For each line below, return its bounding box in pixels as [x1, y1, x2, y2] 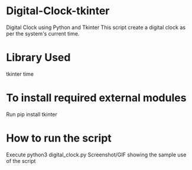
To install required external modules [6, 91, 187, 105]
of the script [6, 157, 36, 164]
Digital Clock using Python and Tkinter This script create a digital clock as [6, 24, 186, 31]
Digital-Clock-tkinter [6, 4, 110, 18]
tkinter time [6, 70, 34, 78]
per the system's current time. [6, 30, 80, 37]
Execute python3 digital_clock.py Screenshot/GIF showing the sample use [6, 151, 187, 158]
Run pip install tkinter [6, 111, 58, 118]
